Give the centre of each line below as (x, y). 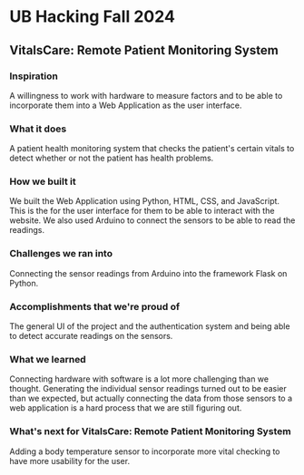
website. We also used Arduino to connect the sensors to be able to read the (152, 220)
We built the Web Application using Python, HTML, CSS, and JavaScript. (144, 201)
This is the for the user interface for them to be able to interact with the (142, 211)
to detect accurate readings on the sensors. (91, 336)
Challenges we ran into (61, 254)
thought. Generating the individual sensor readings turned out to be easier (148, 389)
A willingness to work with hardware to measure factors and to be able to (146, 95)
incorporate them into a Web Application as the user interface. (126, 105)
